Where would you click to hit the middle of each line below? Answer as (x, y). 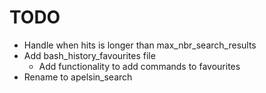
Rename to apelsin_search (78, 77)
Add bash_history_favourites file (89, 55)
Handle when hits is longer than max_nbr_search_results (140, 45)
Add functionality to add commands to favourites (139, 66)
